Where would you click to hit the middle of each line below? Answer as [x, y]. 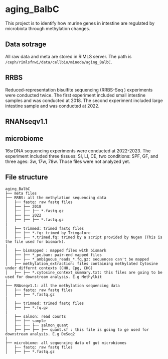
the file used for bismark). [36, 242]
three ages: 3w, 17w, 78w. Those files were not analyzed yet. [68, 161]
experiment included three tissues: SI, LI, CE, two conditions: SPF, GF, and [82, 156]
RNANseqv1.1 [26, 121]
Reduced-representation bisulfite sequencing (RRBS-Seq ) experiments [79, 89]
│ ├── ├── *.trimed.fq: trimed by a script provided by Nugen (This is [84, 237]
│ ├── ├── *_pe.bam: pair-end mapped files [53, 255]
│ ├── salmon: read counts [36, 316]
